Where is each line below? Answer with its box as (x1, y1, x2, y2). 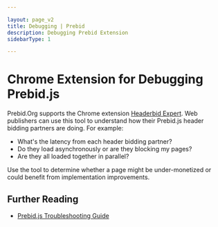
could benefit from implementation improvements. (7, 173, 150, 181)
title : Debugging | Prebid (7, 22, 85, 30)
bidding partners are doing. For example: (7, 124, 124, 133)
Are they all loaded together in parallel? (17, 152, 129, 160)
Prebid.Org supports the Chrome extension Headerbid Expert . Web (7, 109, 199, 118)
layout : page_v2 (7, 16, 54, 23)
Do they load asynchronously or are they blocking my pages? (17, 145, 192, 153)
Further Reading (7, 193, 79, 205)
